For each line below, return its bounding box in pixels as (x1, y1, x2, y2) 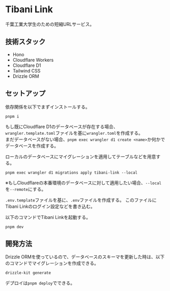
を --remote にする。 (5, 186, 46, 192)
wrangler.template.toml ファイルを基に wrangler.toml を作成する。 (5, 130, 144, 136)
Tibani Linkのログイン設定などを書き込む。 (5, 203, 95, 209)
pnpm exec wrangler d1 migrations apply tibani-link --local (5, 170, 138, 175)
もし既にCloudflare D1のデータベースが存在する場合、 (5, 124, 118, 130)
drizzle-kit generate (5, 271, 51, 276)
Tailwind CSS (12, 67, 41, 74)
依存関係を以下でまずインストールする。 (5, 104, 90, 110)
